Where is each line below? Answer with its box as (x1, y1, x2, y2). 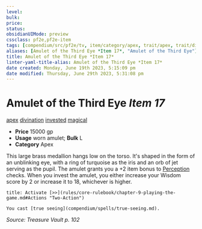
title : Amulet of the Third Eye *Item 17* (6, 54, 114, 60)
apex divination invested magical (6, 116, 88, 124)
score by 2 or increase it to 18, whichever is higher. (6, 178, 132, 186)
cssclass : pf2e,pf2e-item (6, 37, 71, 43)
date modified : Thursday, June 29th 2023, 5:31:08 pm (6, 71, 144, 77)
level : (6, 8, 23, 15)
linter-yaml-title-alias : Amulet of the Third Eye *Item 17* (6, 59, 163, 65)
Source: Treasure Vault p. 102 (6, 216, 80, 224)
